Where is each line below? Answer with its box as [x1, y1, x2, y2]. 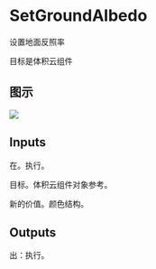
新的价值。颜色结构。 [9, 198, 88, 209]
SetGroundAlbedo [9, 5, 148, 26]
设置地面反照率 [9, 36, 65, 47]
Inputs [9, 134, 47, 150]
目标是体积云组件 [9, 55, 73, 66]
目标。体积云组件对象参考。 [9, 179, 113, 190]
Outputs [9, 225, 57, 240]
